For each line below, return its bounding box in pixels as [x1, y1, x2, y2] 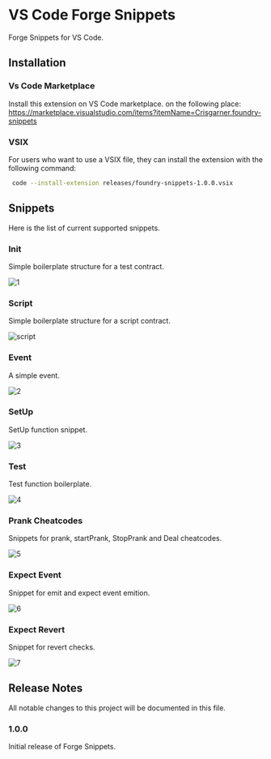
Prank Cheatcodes [8, 515, 83, 526]
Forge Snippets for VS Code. [8, 32, 104, 42]
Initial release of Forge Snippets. [8, 742, 116, 752]
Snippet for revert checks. [8, 642, 95, 652]
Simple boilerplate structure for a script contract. [8, 316, 171, 326]
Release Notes [8, 681, 83, 695]
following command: [8, 163, 77, 173]
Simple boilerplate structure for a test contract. [8, 261, 164, 271]
